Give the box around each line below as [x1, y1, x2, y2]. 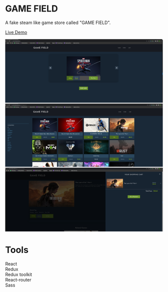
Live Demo [5, 29, 27, 35]
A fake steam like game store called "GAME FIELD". [5, 19, 111, 25]
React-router [5, 276, 31, 282]
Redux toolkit [5, 271, 32, 277]
